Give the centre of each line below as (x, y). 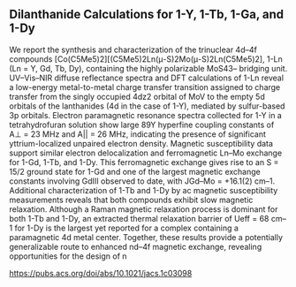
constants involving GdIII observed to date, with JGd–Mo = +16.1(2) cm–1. (142, 181)
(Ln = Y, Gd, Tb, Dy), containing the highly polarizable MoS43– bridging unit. (148, 68)
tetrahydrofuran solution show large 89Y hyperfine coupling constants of (142, 125)
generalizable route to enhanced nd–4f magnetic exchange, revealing (136, 246)
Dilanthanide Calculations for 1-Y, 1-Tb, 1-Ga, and (147, 15)
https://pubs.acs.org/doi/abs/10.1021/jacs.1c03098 (101, 273)
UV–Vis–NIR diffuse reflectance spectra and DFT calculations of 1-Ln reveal (147, 78)
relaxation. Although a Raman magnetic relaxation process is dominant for (144, 209)
